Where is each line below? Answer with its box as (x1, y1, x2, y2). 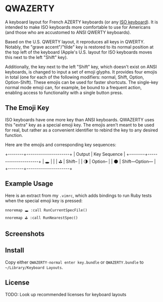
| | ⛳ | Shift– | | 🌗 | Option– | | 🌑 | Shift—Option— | (53, 158, 156, 164)
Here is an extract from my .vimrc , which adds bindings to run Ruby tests (5, 192, 152, 198)
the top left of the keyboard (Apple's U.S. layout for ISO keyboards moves (5, 49, 152, 55)
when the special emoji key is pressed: (5, 198, 83, 204)
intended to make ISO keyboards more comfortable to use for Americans (5, 24, 151, 30)
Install (5, 246, 24, 255)
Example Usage (5, 180, 54, 188)
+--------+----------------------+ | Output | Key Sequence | (5, 151, 126, 157)
